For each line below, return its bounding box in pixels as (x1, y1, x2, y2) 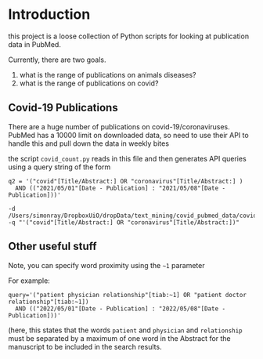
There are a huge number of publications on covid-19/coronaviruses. (8, 121, 231, 131)
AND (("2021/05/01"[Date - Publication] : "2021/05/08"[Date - (15, 184, 225, 192)
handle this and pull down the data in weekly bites (8, 139, 170, 148)
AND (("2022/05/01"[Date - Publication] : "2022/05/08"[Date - (15, 304, 225, 313)
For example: (8, 276, 51, 285)
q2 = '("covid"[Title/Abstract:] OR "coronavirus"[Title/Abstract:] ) (8, 177, 243, 185)
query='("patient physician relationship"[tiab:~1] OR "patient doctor (8, 291, 247, 299)
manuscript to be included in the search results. (8, 342, 162, 351)
